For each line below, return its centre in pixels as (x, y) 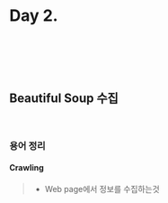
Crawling (27, 168)
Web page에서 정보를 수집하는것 (102, 189)
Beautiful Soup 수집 (64, 99)
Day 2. (34, 16)
